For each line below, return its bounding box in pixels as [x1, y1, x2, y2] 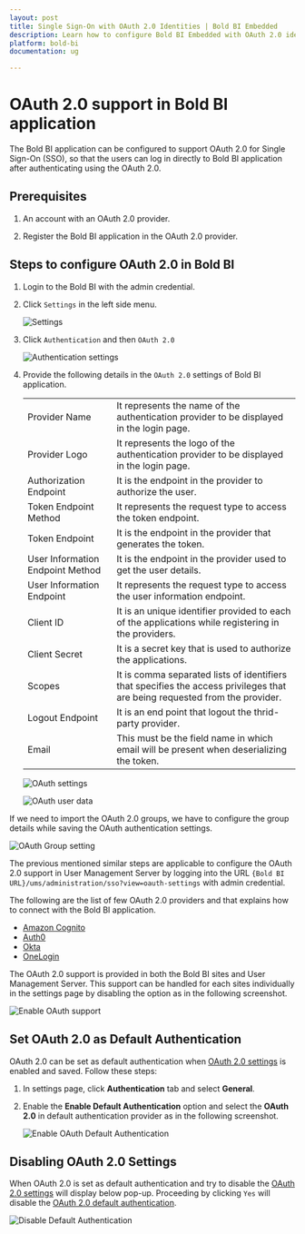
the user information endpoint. [116, 589, 246, 602]
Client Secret [26, 647, 84, 660]
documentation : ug [9, 47, 79, 56]
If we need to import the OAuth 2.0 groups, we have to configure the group [9, 813, 290, 824]
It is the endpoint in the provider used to [116, 552, 287, 565]
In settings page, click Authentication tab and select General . [22, 1082, 256, 1094]
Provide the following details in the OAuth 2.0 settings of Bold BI [22, 369, 261, 380]
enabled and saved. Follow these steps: [9, 1065, 157, 1076]
